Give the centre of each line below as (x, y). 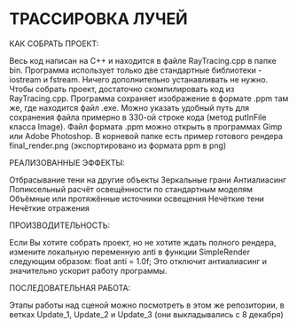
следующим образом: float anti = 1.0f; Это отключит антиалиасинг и (138, 261)
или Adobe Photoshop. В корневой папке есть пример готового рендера (146, 136)
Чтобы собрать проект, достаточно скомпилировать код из (122, 89)
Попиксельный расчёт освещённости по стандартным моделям (131, 189)
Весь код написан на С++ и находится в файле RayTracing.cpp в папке (143, 60)
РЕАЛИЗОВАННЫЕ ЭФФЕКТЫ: (67, 162)
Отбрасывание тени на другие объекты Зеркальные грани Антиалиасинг (148, 180)
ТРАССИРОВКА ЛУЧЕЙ (98, 19)
